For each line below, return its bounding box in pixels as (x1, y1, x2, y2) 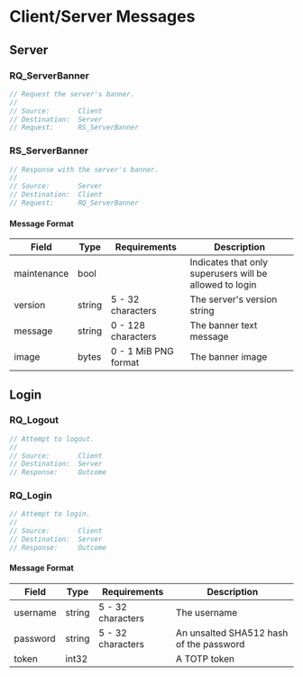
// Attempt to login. (9, 509, 91, 519)
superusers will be (189, 268, 268, 280)
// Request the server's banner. (9, 89, 135, 98)
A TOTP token (175, 653, 235, 665)
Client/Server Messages (9, 6, 196, 27)
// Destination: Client (9, 190, 103, 199)
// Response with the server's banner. (9, 165, 160, 174)
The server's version (189, 293, 278, 306)
